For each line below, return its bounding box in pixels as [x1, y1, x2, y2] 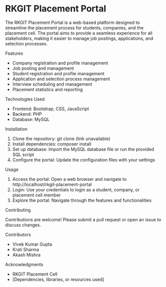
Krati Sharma [12, 246, 39, 252]
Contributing [5, 207, 31, 213]
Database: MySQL [12, 116, 50, 122]
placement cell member [12, 192, 61, 198]
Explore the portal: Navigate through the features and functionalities [12, 197, 152, 203]
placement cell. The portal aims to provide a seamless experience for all [5, 30, 153, 36]
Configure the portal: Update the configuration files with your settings [12, 156, 156, 162]
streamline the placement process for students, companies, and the [5, 24, 144, 30]
